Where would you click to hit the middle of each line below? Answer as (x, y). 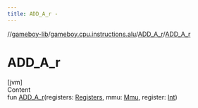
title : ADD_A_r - (33, 14)
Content (19, 90)
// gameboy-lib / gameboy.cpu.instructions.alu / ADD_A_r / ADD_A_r (99, 34)
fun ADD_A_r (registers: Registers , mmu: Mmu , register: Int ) (92, 97)
